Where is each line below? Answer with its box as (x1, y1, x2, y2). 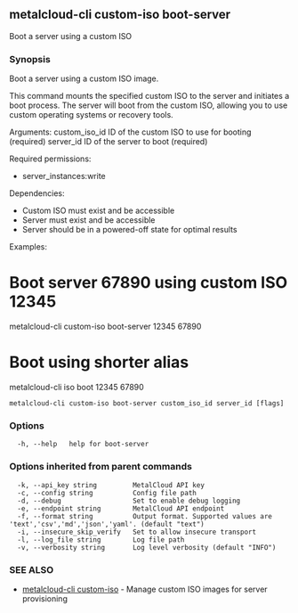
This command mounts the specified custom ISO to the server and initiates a (9, 91, 290, 102)
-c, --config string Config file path (17, 488, 197, 497)
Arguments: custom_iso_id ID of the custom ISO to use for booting (9, 127, 252, 137)
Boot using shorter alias (9, 352, 189, 372)
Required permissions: (9, 153, 92, 164)
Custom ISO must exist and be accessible (21, 205, 175, 217)
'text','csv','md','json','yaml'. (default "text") (9, 519, 205, 528)
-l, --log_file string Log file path (17, 535, 185, 544)
